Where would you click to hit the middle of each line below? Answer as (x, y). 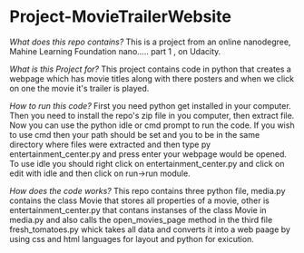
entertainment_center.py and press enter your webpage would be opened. (148, 154)
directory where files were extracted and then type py (110, 144)
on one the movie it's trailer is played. (79, 88)
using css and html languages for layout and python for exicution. (132, 238)
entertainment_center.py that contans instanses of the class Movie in (138, 209)
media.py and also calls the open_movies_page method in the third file (141, 219)
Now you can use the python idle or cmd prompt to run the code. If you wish (152, 125)
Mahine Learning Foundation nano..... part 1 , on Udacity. (115, 51)
